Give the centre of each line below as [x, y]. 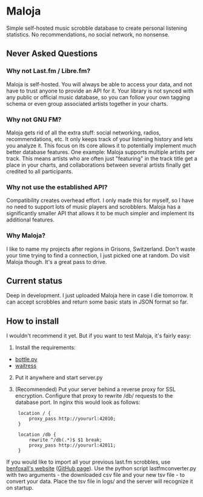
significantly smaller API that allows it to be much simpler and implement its [100, 214]
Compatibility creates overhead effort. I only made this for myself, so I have [100, 200]
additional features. [30, 220]
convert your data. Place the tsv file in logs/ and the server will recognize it [100, 481]
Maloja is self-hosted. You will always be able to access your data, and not [99, 84]
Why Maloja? [26, 235]
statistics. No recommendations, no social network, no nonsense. [88, 34]
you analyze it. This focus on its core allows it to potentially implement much [101, 145]
